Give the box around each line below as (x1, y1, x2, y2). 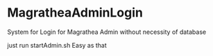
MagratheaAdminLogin (7, 5, 144, 21)
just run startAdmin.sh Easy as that (7, 41, 108, 49)
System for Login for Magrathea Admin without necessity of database (7, 28, 207, 36)
